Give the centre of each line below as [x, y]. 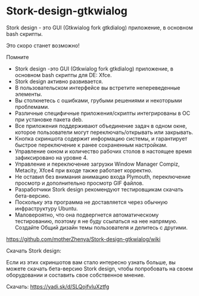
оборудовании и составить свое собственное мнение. [76, 275]
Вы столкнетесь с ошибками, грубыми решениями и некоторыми [98, 100]
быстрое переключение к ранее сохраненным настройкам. [91, 145]
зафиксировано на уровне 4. [51, 157]
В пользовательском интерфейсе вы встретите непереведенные [97, 87]
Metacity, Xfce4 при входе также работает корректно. [84, 170]
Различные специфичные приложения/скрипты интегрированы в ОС [102, 113]
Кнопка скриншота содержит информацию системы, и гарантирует [101, 138]
